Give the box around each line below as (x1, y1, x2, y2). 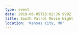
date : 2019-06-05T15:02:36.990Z (5, 12, 71, 16)
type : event (5, 7, 29, 12)
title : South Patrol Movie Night (5, 16, 74, 21)
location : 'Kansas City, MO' (5, 20, 65, 26)
